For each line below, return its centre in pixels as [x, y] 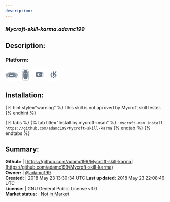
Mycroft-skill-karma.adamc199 [45, 29]
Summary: [22, 149]
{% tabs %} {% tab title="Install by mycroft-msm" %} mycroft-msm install [84, 123]
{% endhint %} [21, 113]
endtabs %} [18, 133]
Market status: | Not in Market [37, 194]
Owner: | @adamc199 [28, 172]
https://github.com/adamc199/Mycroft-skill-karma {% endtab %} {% [78, 128]
